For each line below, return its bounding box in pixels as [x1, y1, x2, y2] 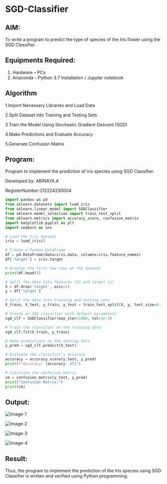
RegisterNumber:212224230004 [5, 188, 72, 194]
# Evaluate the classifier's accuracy [5, 352, 85, 357]
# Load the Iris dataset [5, 234, 57, 239]
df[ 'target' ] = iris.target [5, 257, 64, 262]
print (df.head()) [5, 270, 41, 276]
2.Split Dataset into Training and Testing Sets [5, 112, 97, 118]
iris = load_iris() [5, 239, 46, 244]
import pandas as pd [5, 197, 48, 202]
